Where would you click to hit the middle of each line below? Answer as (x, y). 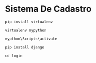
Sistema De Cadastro (48, 9)
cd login (14, 56)
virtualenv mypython (26, 30)
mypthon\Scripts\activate (31, 39)
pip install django (25, 47)
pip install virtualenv (29, 22)
